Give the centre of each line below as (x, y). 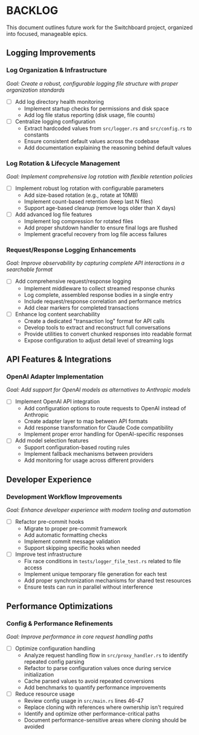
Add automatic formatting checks (66, 535)
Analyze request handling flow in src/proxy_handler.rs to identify (106, 655)
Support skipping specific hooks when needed (82, 548)
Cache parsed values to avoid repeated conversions (89, 681)
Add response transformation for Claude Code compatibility (99, 428)
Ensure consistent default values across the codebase (92, 141)
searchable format (30, 269)
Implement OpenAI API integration (57, 402)
